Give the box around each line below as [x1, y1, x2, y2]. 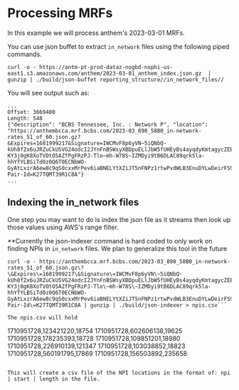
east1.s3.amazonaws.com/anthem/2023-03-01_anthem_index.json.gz [7, 70, 202, 77]
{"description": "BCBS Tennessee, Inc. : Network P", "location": [7, 121, 208, 128]
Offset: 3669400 [7, 108, 55, 115]
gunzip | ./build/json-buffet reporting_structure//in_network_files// [7, 76, 224, 83]
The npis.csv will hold [7, 314, 78, 321]
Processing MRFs [7, 5, 113, 21]
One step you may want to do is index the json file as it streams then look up [7, 215, 231, 223]
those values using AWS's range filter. [7, 223, 119, 231]
